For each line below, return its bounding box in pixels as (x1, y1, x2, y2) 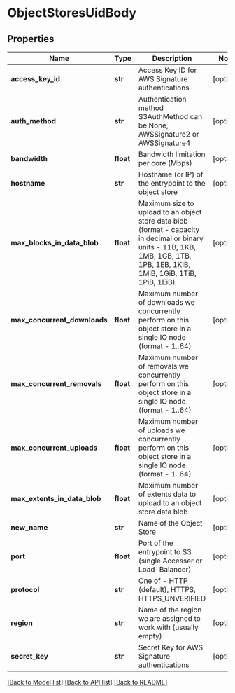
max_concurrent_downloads (10, 315, 108, 324)
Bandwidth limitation (138, 149, 206, 159)
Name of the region (138, 605, 202, 615)
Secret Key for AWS (138, 643, 204, 652)
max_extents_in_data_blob (10, 494, 101, 503)
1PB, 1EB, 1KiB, (138, 260, 191, 269)
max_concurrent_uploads (10, 443, 98, 453)
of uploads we (138, 425, 185, 435)
